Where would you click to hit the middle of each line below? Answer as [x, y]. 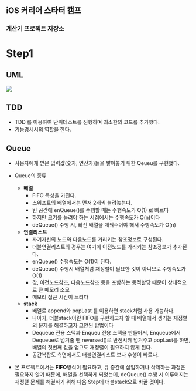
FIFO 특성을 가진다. [54, 195]
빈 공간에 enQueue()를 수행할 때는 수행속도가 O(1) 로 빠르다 [100, 210]
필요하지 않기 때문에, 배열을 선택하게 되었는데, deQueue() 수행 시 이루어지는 [102, 374]
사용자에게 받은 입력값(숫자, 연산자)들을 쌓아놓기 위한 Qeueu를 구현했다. [97, 163]
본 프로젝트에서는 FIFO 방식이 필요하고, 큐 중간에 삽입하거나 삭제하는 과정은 [100, 367]
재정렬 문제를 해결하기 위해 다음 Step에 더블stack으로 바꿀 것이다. [90, 382]
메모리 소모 [57, 289]
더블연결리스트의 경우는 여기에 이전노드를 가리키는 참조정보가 [102, 247]
